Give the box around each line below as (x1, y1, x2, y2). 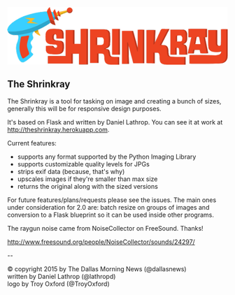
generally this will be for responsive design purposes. (7, 104, 162, 113)
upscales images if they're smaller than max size (17, 175, 158, 183)
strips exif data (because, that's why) (17, 167, 125, 175)
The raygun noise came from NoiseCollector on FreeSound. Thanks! (7, 224, 204, 232)
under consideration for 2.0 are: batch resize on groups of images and (7, 203, 210, 211)
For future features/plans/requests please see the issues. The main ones (7, 196, 217, 204)
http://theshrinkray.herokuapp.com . (7, 125, 110, 134)
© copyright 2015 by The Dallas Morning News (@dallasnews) (7, 264, 187, 273)
